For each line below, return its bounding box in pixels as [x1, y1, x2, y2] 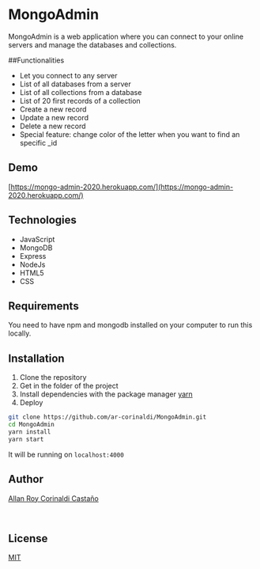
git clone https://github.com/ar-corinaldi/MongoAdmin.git [8, 413, 207, 421]
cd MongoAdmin [8, 421, 55, 429]
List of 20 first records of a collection [19, 96, 141, 105]
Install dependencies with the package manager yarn [19, 389, 194, 399]
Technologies [8, 214, 77, 227]
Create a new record [19, 104, 87, 114]
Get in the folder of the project [19, 381, 119, 391]
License [8, 532, 48, 545]
